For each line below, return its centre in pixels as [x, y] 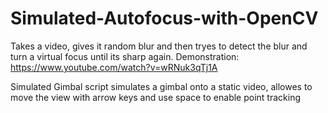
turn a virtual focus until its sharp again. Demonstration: [125, 56]
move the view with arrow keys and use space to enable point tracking [156, 97]
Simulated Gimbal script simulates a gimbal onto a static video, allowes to [161, 86]
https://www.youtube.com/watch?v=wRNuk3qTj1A [114, 67]
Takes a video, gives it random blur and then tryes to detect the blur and [159, 46]
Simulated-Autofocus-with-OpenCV [164, 18]
